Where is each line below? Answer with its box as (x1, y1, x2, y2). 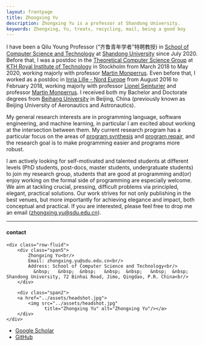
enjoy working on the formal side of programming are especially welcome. (6, 177, 192, 184)
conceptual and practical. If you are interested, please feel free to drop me (6, 203, 192, 210)
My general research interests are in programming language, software (6, 114, 182, 121)
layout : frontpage (6, 8, 53, 15)
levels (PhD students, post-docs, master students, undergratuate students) (6, 164, 194, 171)
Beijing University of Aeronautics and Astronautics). (6, 101, 135, 109)
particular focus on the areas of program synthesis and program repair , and (6, 133, 195, 140)
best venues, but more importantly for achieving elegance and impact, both (6, 196, 195, 203)
